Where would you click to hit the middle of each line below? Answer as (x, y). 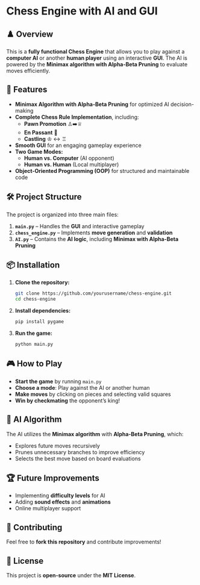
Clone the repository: (42, 283)
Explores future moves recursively (58, 446)
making (24, 110)
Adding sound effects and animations (63, 502)
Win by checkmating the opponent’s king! (67, 400)
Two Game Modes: (39, 151)
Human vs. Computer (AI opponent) (69, 158)
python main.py (34, 345)
